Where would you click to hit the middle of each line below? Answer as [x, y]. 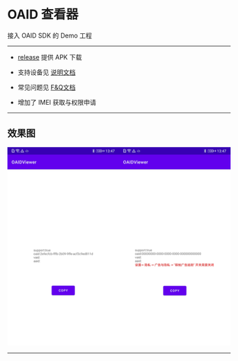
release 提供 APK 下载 [50, 57]
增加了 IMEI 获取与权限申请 [57, 102]
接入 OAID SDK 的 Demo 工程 [50, 35]
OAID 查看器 [43, 15]
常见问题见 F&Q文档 [46, 87]
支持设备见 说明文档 [46, 72]
